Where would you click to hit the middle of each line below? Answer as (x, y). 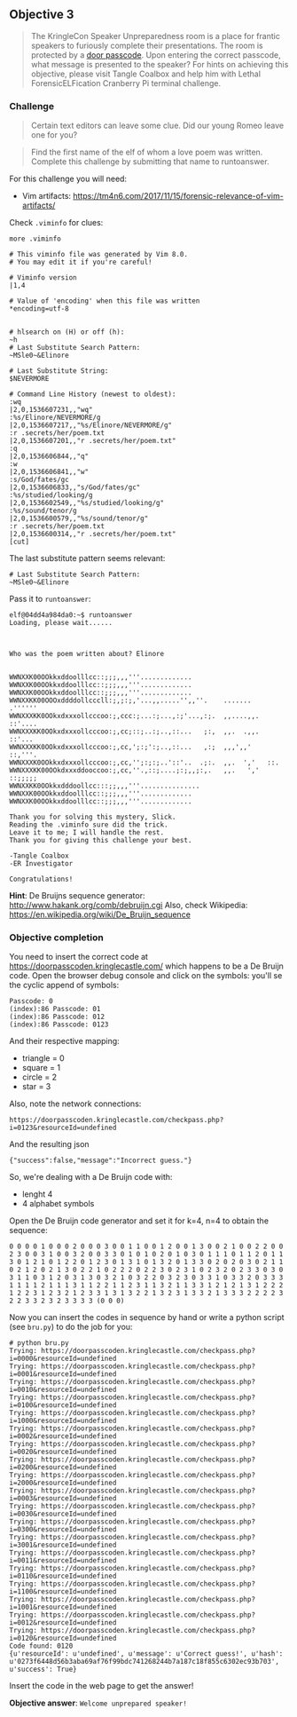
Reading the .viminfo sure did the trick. (89, 825)
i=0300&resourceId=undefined (63, 1530)
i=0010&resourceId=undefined (63, 1390)
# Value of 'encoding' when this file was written (105, 301)
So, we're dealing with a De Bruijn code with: (91, 1177)
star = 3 (36, 1087)
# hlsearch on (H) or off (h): (67, 332)
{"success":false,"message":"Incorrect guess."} (101, 1161)
